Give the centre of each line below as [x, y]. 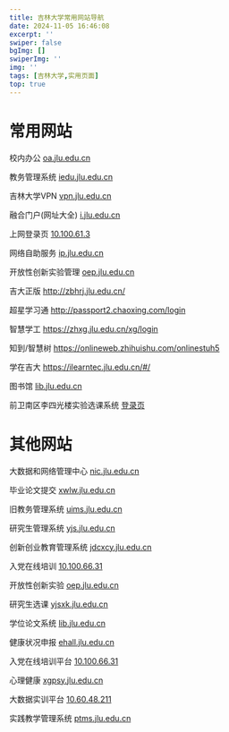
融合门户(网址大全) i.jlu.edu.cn [65, 215]
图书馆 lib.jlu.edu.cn [46, 386]
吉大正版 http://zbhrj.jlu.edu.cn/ [68, 291]
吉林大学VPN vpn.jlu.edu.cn [60, 196]
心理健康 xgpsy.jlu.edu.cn [56, 680]
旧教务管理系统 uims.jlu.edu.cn [66, 509]
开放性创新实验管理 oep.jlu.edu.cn [72, 272]
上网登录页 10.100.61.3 [50, 234]
